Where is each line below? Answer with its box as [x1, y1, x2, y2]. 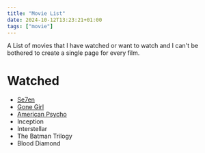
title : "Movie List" [7, 10, 66, 17]
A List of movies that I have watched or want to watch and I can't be [7, 42, 199, 50]
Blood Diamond [16, 139, 61, 148]
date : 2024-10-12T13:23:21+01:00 [7, 16, 102, 23]
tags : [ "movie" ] [7, 23, 53, 30]
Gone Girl [16, 103, 44, 111]
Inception [16, 117, 44, 126]
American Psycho [16, 110, 67, 119]
